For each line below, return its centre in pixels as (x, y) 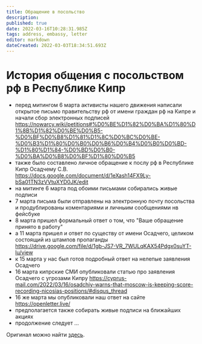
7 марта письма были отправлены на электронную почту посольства (105, 201)
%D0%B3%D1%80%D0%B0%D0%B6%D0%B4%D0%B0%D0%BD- (101, 143)
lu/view (24, 252)
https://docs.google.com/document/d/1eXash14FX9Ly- (83, 175)
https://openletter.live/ (43, 304)
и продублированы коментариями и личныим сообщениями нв (97, 207)
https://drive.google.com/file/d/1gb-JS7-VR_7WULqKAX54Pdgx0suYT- (103, 246)
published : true (27, 23)
